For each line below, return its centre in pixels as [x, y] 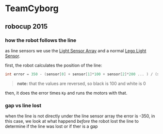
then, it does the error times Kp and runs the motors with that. [66, 93]
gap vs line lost [23, 105]
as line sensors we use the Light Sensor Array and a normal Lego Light [76, 50]
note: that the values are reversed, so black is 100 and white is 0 [81, 84]
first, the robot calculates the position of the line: [54, 65]
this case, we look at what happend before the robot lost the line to [72, 121]
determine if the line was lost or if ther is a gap [51, 126]
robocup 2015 [26, 26]
